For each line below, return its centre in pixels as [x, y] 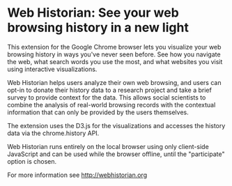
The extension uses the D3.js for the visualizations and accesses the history [116, 125]
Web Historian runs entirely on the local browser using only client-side [108, 146]
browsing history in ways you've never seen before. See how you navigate [114, 54]
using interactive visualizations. [52, 69]
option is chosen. [32, 161]
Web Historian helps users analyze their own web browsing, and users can [114, 82]
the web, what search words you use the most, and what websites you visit [115, 61]
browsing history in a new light [98, 28]
